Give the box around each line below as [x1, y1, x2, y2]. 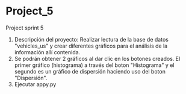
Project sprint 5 [5, 24, 44, 31]
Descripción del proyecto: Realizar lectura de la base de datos [14, 36, 169, 43]
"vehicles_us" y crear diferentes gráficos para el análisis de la [14, 42, 168, 49]
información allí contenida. [14, 48, 81, 55]
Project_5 [5, 4, 54, 18]
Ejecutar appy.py [14, 80, 57, 88]
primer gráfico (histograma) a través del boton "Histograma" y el [14, 61, 175, 69]
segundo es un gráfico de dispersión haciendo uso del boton [14, 67, 166, 75]
